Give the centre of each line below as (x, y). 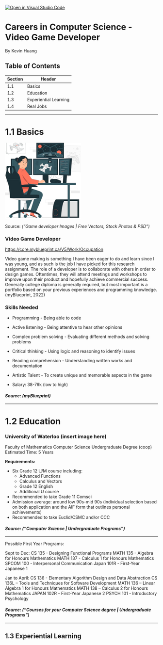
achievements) (27, 512)
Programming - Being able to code (47, 318)
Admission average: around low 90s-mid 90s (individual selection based (84, 501)
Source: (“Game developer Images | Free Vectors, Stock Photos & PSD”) (77, 226)
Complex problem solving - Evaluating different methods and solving (81, 337)
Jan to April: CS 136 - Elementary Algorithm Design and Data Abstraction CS (81, 578)
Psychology (17, 598)
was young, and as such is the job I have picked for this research (70, 264)
